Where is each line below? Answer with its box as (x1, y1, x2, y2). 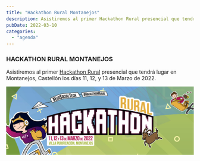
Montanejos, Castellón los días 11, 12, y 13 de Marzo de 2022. (6, 75, 157, 82)
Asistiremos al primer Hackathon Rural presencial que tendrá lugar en (6, 68, 177, 75)
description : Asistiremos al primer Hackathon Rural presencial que (6, 15, 180, 22)
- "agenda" (11, 34, 39, 41)
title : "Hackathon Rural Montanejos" (6, 10, 100, 15)
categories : (6, 29, 36, 34)
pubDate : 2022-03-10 (6, 22, 58, 28)
